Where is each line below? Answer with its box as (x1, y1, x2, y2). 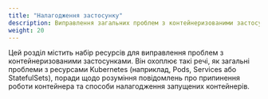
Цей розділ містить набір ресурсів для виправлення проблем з (8, 48, 224, 58)
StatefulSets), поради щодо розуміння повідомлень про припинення (8, 73, 241, 83)
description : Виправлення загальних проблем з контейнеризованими (8, 19, 234, 27)
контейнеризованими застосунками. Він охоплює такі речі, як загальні (8, 56, 250, 66)
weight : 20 (8, 26, 45, 34)
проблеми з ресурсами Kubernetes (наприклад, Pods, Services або (8, 65, 237, 74)
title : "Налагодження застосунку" (8, 11, 124, 20)
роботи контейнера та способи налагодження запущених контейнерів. (8, 82, 250, 91)
